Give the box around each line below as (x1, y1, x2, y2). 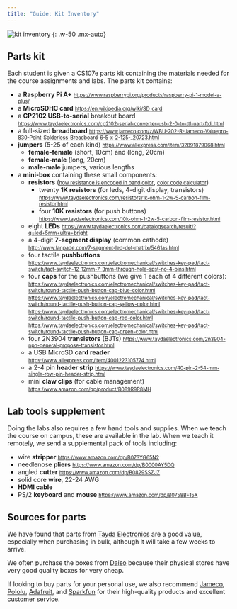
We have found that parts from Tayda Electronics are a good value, (7, 530, 202, 539)
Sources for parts (7, 511, 86, 523)
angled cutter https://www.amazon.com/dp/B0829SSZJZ (17, 468, 161, 476)
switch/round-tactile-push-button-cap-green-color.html (28, 328, 159, 335)
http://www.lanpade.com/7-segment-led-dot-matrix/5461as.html (28, 245, 180, 252)
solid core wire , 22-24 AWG (17, 476, 100, 484)
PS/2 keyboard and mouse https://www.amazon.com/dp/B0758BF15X (17, 491, 198, 499)
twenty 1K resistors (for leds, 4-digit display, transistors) (38, 186, 204, 194)
